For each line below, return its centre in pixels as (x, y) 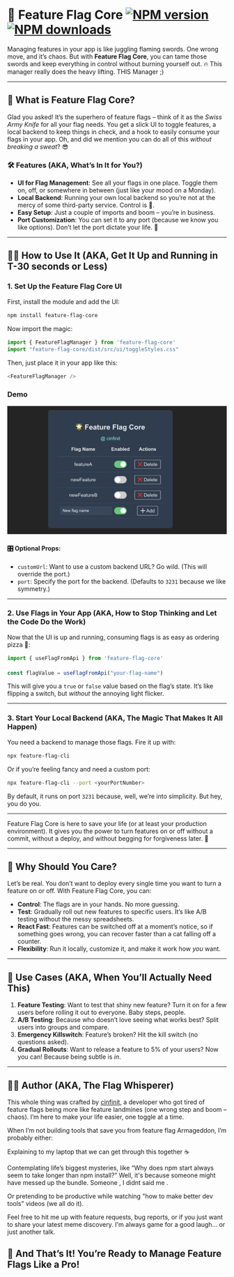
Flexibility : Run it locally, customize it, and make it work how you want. (119, 949)
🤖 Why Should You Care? (62, 867)
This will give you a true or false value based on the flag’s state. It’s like (110, 686)
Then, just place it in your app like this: (63, 363)
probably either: (30, 1138)
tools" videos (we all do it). (46, 1203)
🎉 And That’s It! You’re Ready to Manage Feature (115, 1254)
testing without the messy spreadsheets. (76, 919)
